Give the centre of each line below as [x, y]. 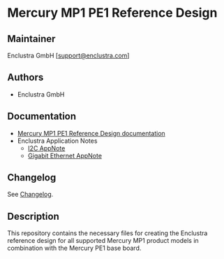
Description [33, 216]
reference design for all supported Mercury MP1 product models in [103, 241]
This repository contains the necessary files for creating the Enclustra [107, 233]
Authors [25, 77]
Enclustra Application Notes [57, 141]
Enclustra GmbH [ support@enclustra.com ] [68, 55]
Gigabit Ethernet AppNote [65, 155]
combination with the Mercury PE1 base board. [74, 248]
